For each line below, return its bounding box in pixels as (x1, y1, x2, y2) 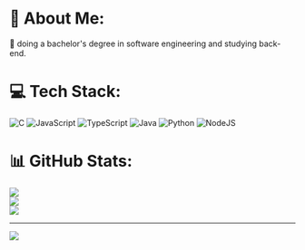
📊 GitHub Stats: (9, 151, 133, 171)
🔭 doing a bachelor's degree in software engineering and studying (9, 38, 257, 49)
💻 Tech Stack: (9, 82, 122, 102)
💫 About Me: (9, 8, 105, 29)
